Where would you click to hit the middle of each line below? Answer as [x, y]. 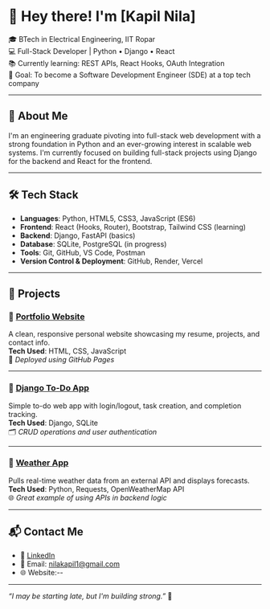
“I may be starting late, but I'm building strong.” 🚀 [90, 596]
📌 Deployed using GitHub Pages [61, 360]
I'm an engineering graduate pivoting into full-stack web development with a [135, 135]
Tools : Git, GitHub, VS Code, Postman [83, 252]
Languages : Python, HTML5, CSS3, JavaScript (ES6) [108, 218]
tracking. [23, 414]
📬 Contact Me [46, 532]
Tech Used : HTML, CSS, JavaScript [67, 351]
